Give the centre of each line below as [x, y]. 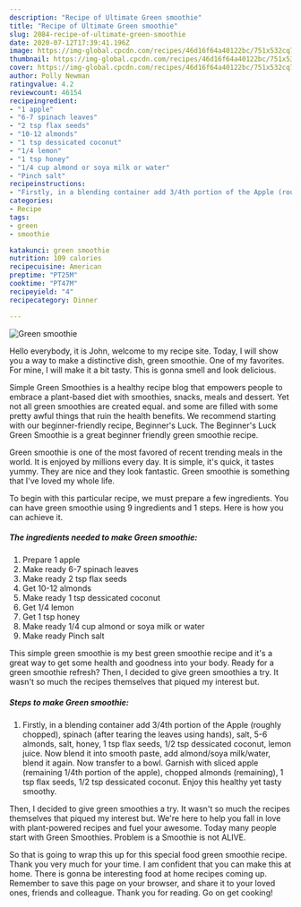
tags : [19, 217]
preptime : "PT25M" [43, 275]
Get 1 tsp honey [51, 617]
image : [21, 51]
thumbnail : [30, 59]
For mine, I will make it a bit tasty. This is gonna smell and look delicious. [143, 370]
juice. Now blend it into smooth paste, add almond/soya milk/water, [146, 754]
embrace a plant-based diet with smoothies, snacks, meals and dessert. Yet [149, 397]
